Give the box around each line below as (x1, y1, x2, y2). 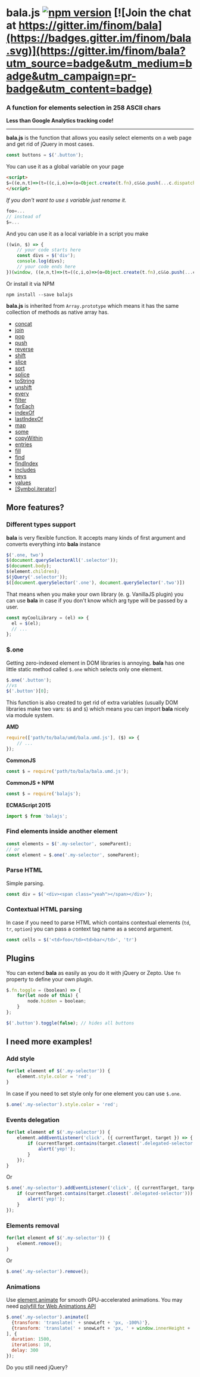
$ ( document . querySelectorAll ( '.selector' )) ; (6, 558, 118, 564)
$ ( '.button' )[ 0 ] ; (6, 688, 49, 694)
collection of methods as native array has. (6, 308, 109, 316)
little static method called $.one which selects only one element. (6, 665, 163, 672)
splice (14, 371, 30, 378)
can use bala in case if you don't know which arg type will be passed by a (6, 596, 187, 604)
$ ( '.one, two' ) (6, 552, 44, 558)
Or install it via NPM (6, 280, 55, 287)
